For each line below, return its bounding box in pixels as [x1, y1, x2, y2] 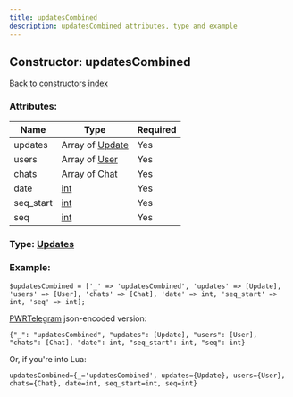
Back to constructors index [9, 78, 109, 89]
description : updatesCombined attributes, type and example [9, 21, 239, 30]
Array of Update [61, 138, 130, 151]
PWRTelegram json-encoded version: [9, 313, 147, 324]
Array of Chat [61, 167, 118, 179]
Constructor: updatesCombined [9, 54, 191, 70]
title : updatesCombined [9, 12, 98, 22]
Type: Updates [9, 237, 74, 250]
